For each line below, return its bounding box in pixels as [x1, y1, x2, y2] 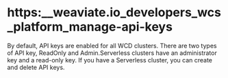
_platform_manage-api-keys [7, 19, 173, 35]
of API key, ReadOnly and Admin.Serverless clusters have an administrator [7, 49, 217, 57]
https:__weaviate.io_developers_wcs [7, 5, 221, 20]
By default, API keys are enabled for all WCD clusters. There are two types [7, 41, 217, 50]
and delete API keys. [7, 63, 65, 71]
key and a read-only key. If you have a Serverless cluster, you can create [7, 56, 213, 64]
